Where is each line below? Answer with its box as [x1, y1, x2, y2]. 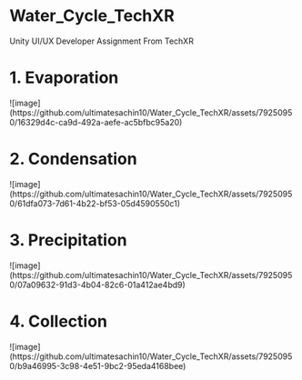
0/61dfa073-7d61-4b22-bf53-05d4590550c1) [9, 197, 180, 209]
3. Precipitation [9, 230, 127, 250]
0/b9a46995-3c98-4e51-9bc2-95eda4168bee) [9, 360, 186, 371]
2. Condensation [9, 149, 138, 169]
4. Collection [9, 311, 107, 332]
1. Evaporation [9, 67, 119, 88]
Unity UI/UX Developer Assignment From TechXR [9, 35, 194, 46]
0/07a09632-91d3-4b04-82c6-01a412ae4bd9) [9, 279, 186, 290]
